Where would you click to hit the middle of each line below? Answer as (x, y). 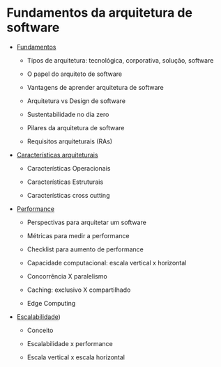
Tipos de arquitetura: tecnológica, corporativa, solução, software (120, 60)
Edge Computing (51, 303)
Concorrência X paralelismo (67, 276)
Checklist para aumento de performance (85, 249)
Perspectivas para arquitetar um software (87, 222)
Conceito (40, 330)
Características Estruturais (65, 182)
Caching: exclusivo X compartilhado (79, 290)
